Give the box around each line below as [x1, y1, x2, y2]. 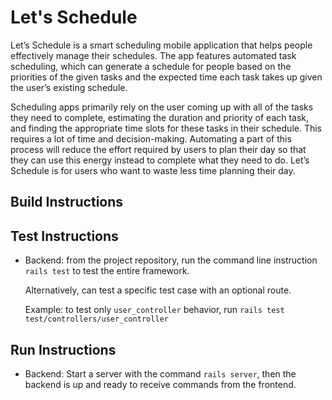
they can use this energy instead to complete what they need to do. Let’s [10, 154, 310, 166]
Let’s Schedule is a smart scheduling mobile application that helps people [10, 39, 313, 51]
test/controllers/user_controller [24, 314, 169, 325]
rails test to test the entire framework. [24, 265, 190, 277]
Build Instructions [10, 194, 124, 211]
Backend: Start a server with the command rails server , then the [24, 367, 297, 380]
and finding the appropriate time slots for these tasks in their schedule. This [10, 122, 323, 134]
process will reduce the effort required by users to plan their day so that [10, 143, 307, 155]
